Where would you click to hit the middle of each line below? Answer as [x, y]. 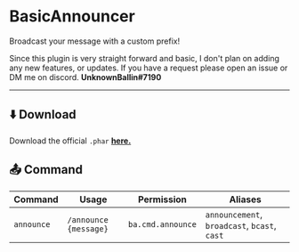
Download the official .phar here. [70, 141]
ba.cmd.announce [162, 224]
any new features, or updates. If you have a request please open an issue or [149, 68]
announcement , [234, 214]
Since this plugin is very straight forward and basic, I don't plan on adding [145, 58]
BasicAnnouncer [72, 16]
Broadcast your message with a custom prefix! [95, 41]
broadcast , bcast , [241, 225]
